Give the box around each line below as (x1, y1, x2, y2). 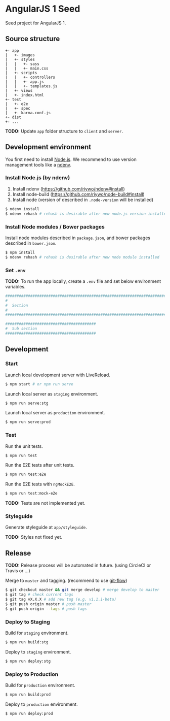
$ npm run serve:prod (5, 419, 51, 424)
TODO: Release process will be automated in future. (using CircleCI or (5, 562, 151, 569)
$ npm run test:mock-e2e (5, 491, 58, 496)
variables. (5, 283, 26, 289)
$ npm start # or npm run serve (5, 381, 73, 386)
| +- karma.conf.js (5, 110, 51, 115)
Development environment (5, 143, 92, 151)
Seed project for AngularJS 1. (5, 20, 66, 26)
